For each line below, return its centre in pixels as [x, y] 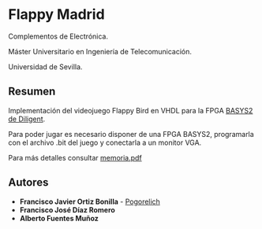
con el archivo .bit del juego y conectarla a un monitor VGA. [105, 142]
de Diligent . [27, 119]
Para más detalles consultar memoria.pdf [75, 157]
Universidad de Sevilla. [45, 66]
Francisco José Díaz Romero [67, 209]
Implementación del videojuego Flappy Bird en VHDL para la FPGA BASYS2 [131, 110]
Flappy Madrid [56, 15]
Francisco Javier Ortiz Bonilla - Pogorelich [90, 201]
